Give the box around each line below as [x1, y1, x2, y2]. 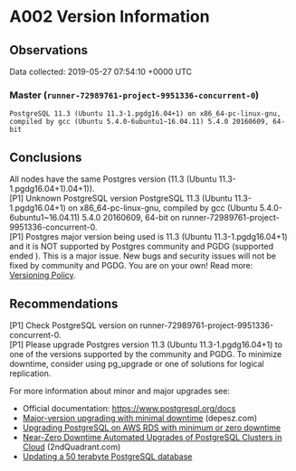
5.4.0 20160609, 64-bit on [81, 212, 180, 223]
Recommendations [9, 296, 119, 311]
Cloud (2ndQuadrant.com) [22, 441, 121, 452]
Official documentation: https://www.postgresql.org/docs [22, 402, 236, 413]
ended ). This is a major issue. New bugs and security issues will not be [9, 250, 276, 261]
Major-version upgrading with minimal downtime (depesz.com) [22, 412, 258, 423]
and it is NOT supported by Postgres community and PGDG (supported [9, 241, 274, 252]
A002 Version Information [9, 6, 210, 27]
